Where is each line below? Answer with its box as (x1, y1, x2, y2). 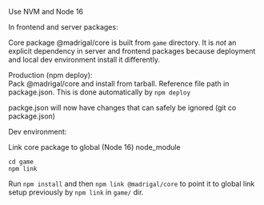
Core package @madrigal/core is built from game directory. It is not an (8, 38, 237, 47)
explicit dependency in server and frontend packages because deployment (8, 46, 256, 55)
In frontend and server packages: (8, 22, 118, 31)
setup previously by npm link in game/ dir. (8, 187, 144, 197)
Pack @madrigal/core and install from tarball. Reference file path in (8, 79, 230, 88)
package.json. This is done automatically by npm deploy (8, 87, 190, 97)
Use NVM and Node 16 (8, 7, 84, 16)
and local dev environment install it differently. (8, 55, 160, 64)
